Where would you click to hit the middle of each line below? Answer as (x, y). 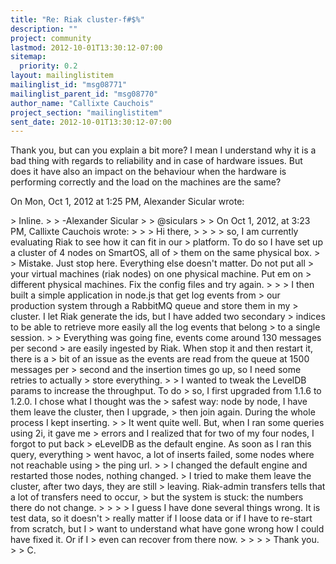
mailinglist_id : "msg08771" (69, 85)
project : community (51, 38)
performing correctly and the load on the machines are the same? (146, 182)
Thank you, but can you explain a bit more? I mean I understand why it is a (163, 150)
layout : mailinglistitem (62, 76)
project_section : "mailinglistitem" (86, 112)
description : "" (44, 29)
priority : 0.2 (48, 66)
